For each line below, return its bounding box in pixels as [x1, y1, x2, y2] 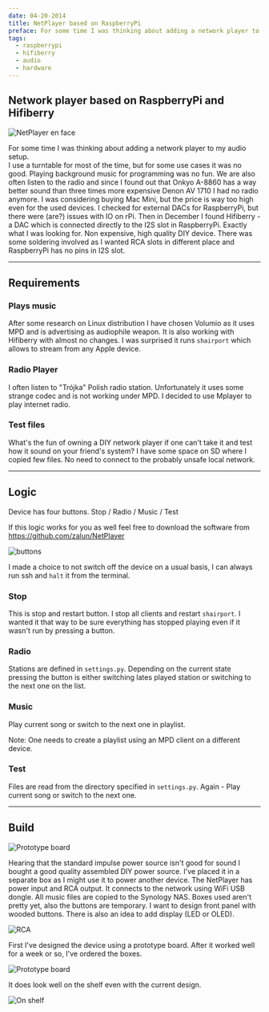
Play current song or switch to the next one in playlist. [8, 719, 186, 729]
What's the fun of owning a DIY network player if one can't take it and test [8, 437, 253, 447]
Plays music [8, 300, 57, 311]
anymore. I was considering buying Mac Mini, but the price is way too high [8, 194, 254, 204]
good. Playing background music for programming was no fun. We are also [8, 169, 256, 178]
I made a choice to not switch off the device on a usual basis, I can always [8, 562, 254, 571]
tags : [8, 34, 26, 43]
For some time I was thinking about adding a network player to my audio [8, 143, 247, 152]
